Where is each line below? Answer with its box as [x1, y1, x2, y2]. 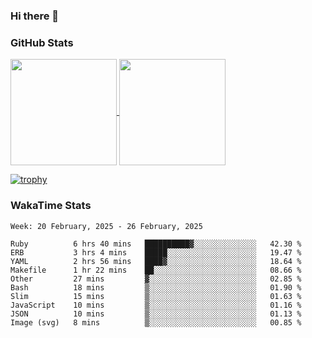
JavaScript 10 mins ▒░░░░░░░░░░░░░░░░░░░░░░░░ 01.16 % [10, 300, 302, 310]
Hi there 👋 [10, 9, 60, 23]
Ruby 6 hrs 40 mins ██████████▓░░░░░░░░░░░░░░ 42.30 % [10, 239, 302, 249]
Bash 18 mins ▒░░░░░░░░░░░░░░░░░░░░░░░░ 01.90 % [10, 282, 302, 293]
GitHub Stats [10, 35, 74, 49]
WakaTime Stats [10, 199, 92, 213]
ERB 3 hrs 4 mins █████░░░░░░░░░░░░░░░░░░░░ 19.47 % [10, 247, 302, 258]
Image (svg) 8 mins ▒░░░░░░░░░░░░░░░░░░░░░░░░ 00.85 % [10, 317, 302, 328]
